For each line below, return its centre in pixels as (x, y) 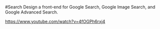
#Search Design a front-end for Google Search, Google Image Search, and (80, 7)
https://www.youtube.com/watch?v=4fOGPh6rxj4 (55, 22)
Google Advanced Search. (32, 12)
